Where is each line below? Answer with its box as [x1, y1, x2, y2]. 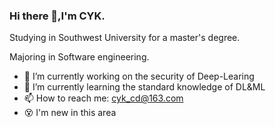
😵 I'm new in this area [23, 107, 117, 119]
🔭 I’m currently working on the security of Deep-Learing [23, 70, 255, 83]
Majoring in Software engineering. [9, 51, 150, 63]
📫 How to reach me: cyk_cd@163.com [23, 92, 184, 104]
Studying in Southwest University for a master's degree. [9, 32, 241, 44]
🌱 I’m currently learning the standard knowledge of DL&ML [23, 81, 266, 93]
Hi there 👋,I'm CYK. [9, 9, 106, 23]
